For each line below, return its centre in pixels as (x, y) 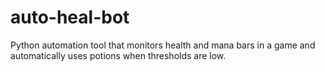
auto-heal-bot (70, 17)
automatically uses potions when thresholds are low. (118, 55)
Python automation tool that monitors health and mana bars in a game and (163, 45)
